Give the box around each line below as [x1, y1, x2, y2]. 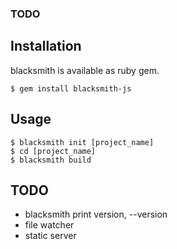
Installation [10, 38, 82, 55]
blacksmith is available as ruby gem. [10, 64, 160, 76]
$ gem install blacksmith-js [10, 83, 132, 94]
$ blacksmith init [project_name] [10, 137, 155, 147]
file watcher [24, 219, 75, 231]
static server [24, 230, 77, 242]
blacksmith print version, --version [24, 208, 168, 221]
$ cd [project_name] [10, 146, 97, 156]
